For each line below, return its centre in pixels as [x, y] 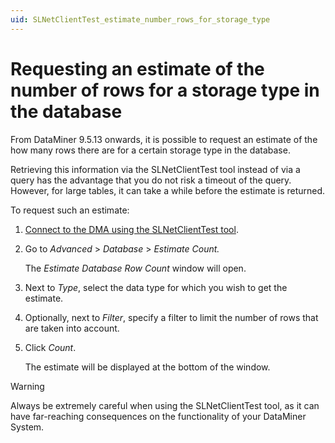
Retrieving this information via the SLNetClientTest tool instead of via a [155, 169]
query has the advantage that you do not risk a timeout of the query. [151, 180]
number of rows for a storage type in [165, 90]
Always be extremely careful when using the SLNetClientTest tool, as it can [165, 405]
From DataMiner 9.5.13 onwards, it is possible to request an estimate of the [164, 139]
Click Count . [50, 347]
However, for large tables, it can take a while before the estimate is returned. [168, 190]
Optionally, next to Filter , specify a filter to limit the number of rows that [171, 317]
